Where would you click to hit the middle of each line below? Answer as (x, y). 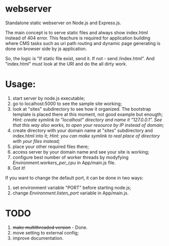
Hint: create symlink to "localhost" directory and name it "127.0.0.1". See (87, 120)
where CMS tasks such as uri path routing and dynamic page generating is (83, 43)
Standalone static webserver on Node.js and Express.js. (63, 23)
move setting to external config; (46, 232)
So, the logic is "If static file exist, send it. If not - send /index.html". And (80, 58)
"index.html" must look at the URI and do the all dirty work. (66, 64)
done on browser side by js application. (46, 48)
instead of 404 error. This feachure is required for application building (78, 38)
